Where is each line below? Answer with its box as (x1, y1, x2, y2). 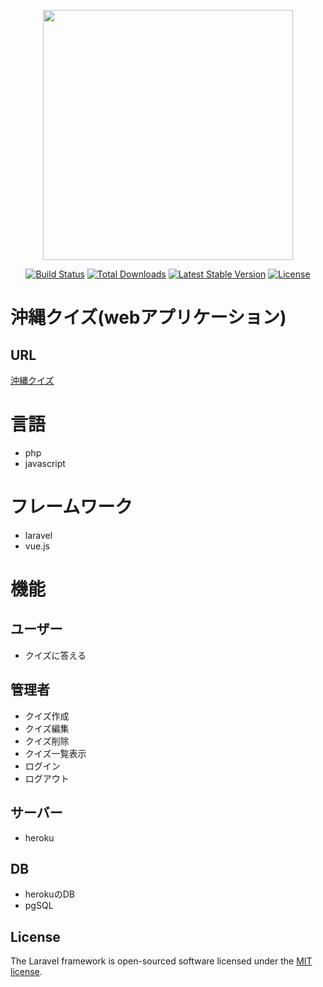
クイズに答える (24, 649, 87, 661)
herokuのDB (24, 888, 75, 900)
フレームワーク (10, 496, 133, 519)
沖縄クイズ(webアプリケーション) (10, 306, 287, 329)
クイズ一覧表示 (24, 747, 87, 759)
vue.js (24, 540, 50, 552)
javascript (24, 457, 66, 469)
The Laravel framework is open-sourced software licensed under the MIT (10, 955, 313, 967)
